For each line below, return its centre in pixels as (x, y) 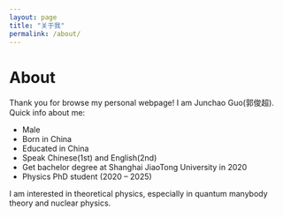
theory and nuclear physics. (60, 203)
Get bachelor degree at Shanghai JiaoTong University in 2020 (134, 168)
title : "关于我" (37, 26)
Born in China (47, 139)
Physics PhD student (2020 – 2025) (87, 176)
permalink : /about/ (45, 34)
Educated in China (55, 149)
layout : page (33, 17)
